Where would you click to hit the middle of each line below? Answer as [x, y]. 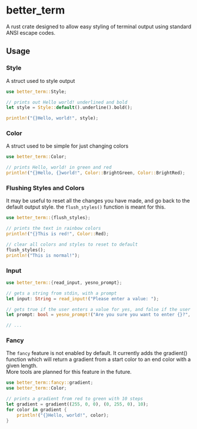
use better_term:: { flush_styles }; [49, 218]
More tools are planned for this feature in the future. [69, 372]
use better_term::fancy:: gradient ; [50, 383]
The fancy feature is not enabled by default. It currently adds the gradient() [97, 353]
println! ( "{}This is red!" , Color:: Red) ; [58, 234]
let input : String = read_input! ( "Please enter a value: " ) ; [83, 299]
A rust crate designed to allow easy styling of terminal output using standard [99, 26]
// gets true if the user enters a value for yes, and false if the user [98, 309]
